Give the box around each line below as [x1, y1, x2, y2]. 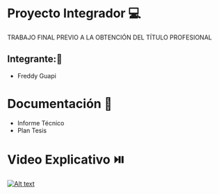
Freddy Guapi [17, 71, 57, 80]
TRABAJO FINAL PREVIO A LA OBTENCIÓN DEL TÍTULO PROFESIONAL [7, 33, 212, 42]
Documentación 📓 [7, 96, 113, 112]
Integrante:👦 [7, 53, 63, 65]
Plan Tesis [17, 126, 47, 134]
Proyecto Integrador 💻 [7, 6, 141, 21]
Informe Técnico [17, 118, 65, 127]
